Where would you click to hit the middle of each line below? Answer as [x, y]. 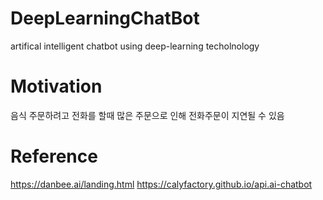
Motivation [56, 86]
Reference [54, 156]
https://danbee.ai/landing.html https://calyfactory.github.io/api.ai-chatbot [161, 184]
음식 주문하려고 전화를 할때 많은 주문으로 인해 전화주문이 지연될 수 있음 [147, 115]
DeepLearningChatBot [105, 18]
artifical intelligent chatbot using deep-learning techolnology [135, 46]
